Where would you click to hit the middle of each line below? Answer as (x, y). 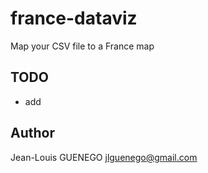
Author (32, 133)
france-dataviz (74, 18)
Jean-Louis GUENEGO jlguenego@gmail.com (104, 157)
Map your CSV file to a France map (82, 46)
